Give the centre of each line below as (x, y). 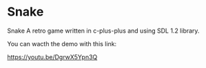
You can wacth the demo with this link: (62, 44)
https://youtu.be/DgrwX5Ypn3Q (52, 57)
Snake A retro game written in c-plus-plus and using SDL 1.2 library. (103, 31)
